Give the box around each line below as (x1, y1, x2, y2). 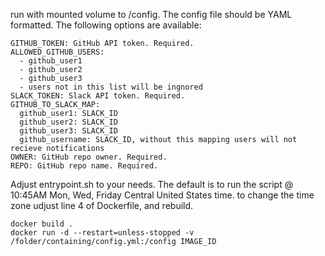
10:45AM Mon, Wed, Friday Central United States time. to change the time (10, 189, 315, 201)
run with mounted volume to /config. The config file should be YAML (10, 9, 293, 20)
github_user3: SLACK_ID (19, 126, 118, 136)
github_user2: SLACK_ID (19, 117, 118, 127)
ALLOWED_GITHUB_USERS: (10, 47, 105, 57)
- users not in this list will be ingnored (19, 82, 203, 92)
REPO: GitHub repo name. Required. (10, 161, 159, 171)
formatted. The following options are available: (10, 19, 202, 31)
